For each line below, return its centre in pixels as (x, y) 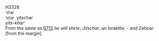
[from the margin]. (24, 33)
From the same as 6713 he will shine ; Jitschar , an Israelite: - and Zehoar (79, 28)
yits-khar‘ (15, 23)
